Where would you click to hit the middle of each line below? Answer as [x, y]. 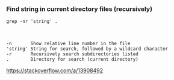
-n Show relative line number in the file [68, 44]
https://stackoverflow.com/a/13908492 [55, 70]
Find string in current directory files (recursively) [79, 9]
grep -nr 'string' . [32, 22]
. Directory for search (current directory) [72, 60]
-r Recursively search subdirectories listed [72, 54]
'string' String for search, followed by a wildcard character [87, 49]
